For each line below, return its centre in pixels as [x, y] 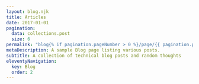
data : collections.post [41, 34]
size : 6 [21, 39]
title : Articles [26, 17]
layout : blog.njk [28, 12]
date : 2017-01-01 [28, 22]
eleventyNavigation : [32, 61]
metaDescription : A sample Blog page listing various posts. [83, 50]
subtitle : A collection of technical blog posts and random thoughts [94, 56]
